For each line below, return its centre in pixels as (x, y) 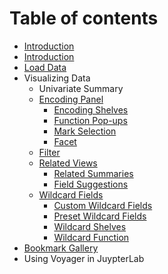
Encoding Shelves (91, 109)
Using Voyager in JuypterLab (84, 258)
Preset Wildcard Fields (100, 216)
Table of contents (84, 18)
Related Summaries (93, 173)
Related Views (68, 163)
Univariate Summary (81, 88)
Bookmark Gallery (61, 248)
